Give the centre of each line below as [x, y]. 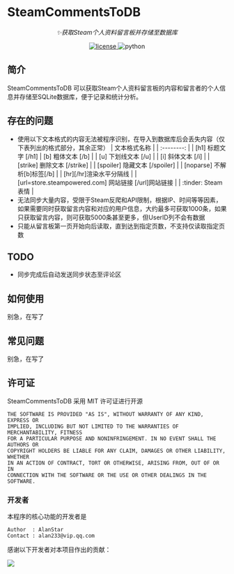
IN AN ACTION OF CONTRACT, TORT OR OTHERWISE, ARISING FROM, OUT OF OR [113, 463]
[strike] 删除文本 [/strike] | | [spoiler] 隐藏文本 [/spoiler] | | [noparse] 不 [119, 165]
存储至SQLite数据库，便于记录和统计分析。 [81, 96]
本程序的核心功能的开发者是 [47, 517]
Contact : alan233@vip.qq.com [51, 536]
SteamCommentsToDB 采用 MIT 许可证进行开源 [75, 401]
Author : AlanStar [36, 530]
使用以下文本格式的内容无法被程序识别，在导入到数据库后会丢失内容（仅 [121, 139]
